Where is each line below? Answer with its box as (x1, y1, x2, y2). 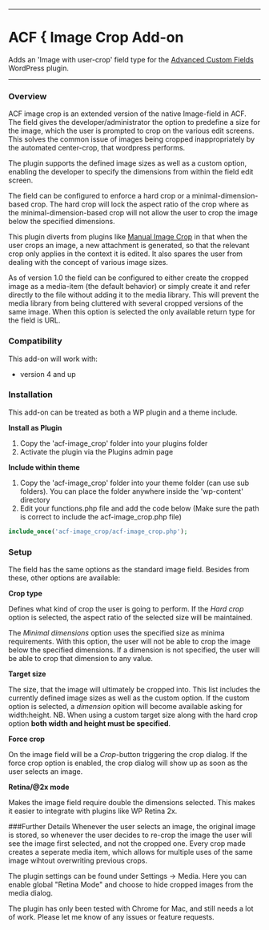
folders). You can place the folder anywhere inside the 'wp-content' (19, 486, 244, 496)
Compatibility (8, 335, 62, 347)
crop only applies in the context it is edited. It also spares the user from (8, 249, 243, 259)
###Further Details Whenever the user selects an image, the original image (8, 822, 256, 831)
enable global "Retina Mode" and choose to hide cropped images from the (8, 880, 254, 889)
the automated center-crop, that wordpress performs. (8, 143, 186, 153)
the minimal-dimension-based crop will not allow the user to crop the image (8, 208, 259, 218)
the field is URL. (8, 315, 61, 325)
